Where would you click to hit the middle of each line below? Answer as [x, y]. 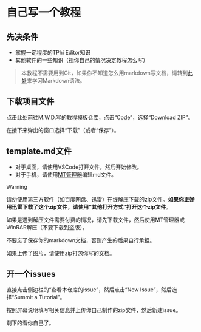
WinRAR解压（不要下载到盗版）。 [47, 227]
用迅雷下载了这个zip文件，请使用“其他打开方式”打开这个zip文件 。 [89, 206]
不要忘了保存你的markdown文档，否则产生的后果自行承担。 [81, 240]
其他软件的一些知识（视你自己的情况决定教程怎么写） [82, 60]
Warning [17, 186]
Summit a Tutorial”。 [40, 297]
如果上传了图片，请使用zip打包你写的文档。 [61, 253]
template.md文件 [39, 151]
